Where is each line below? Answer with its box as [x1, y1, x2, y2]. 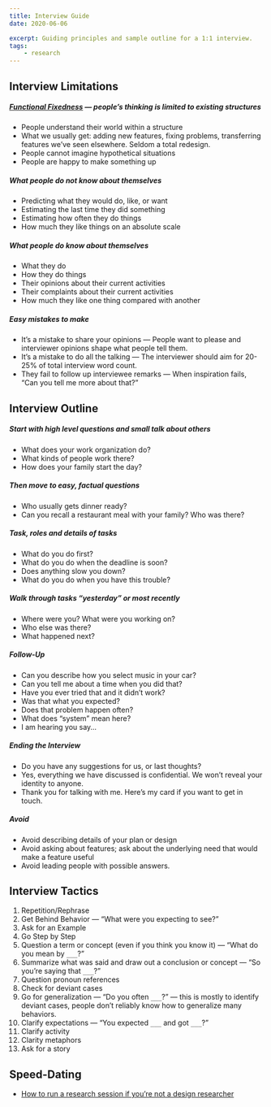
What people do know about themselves [9, 241, 149, 250]
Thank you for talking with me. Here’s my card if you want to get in [20, 787, 243, 797]
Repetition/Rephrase [20, 905, 90, 915]
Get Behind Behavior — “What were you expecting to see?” [20, 914, 219, 924]
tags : [9, 41, 28, 50]
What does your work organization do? [20, 445, 151, 454]
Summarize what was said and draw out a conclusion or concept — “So [20, 957, 261, 967]
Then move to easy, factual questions [9, 480, 140, 490]
